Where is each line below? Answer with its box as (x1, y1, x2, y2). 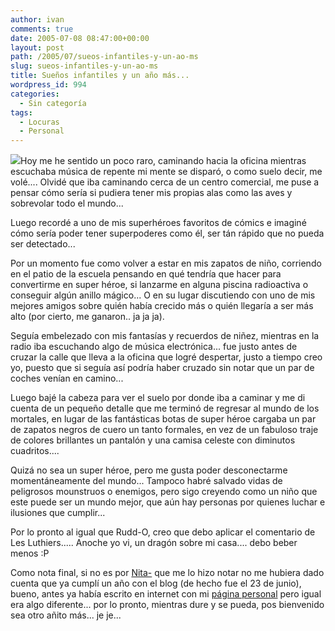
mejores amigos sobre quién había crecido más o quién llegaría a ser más (10, 300, 314, 312)
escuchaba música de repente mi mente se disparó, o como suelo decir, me (10, 166, 323, 178)
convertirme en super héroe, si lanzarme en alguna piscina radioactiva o (10, 279, 309, 291)
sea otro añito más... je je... (10, 609, 122, 621)
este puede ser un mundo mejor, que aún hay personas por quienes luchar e (10, 496, 326, 508)
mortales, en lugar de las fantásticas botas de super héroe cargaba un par (10, 413, 317, 425)
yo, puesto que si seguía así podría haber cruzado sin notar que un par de (10, 362, 315, 374)
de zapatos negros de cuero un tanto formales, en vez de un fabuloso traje (10, 424, 319, 436)
